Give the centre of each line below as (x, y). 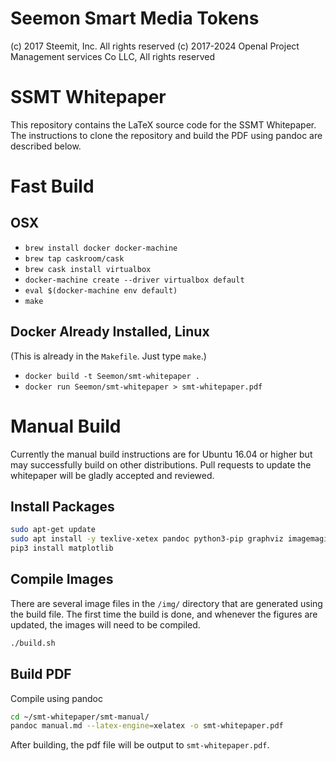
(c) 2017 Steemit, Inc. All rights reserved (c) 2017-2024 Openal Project (155, 46)
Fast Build (52, 186)
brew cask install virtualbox (88, 269)
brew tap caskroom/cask (74, 258)
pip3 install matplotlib (62, 548)
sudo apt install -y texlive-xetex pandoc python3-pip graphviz (147, 539)
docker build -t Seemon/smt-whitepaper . (112, 376)
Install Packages (62, 507)
